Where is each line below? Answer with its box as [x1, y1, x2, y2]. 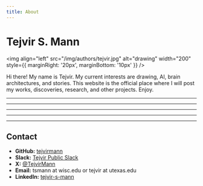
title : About [6, 8, 39, 15]
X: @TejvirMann [14, 161, 56, 168]
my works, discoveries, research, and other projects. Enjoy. [6, 86, 154, 93]
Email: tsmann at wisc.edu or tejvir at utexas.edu [14, 167, 137, 174]
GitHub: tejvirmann [14, 147, 63, 155]
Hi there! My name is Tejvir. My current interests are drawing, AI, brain [6, 73, 181, 80]
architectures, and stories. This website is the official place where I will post [6, 79, 195, 86]
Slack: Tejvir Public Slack [14, 154, 79, 161]
